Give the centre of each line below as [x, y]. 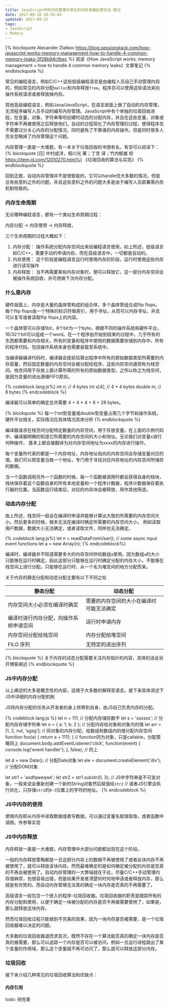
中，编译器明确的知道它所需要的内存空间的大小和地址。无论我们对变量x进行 [83, 436]
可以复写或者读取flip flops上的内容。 [43, 317]
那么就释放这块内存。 [27, 908]
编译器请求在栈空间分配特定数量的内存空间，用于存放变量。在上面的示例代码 [84, 430]
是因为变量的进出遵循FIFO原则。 [39, 376]
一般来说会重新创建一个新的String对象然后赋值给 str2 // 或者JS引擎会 [85, 784]
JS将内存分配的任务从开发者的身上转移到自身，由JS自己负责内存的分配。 [81, 707]
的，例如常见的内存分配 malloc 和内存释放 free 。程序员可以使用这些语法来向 [82, 88]
